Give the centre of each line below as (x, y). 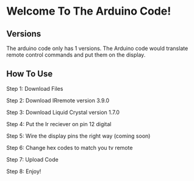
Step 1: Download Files (35, 88)
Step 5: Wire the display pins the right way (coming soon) (78, 136)
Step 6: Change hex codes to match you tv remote (70, 147)
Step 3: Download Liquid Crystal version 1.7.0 (63, 112)
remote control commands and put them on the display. (76, 55)
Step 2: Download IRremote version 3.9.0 (58, 100)
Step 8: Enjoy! (24, 171)
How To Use (30, 74)
